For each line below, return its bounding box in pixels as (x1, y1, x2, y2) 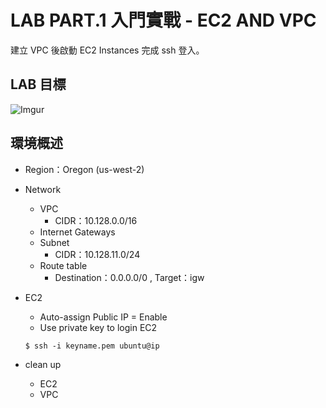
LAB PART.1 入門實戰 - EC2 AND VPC (10, 9, 317, 32)
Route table (39, 259, 88, 271)
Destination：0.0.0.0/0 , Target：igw (54, 271, 205, 283)
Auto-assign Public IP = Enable (39, 311, 168, 323)
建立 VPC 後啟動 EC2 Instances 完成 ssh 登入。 (10, 44, 205, 56)
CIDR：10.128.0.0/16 (54, 214, 138, 226)
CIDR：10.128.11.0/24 (54, 248, 141, 260)
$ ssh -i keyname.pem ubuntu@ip (24, 341, 160, 351)
